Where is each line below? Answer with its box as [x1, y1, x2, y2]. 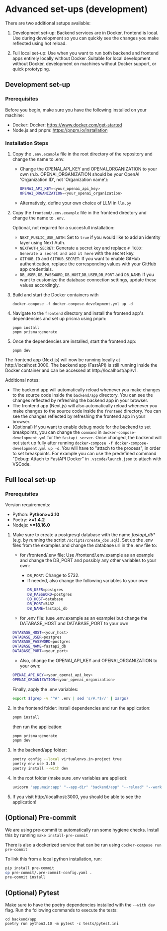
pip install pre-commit [5, 866, 55, 871]
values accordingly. [19, 282, 60, 288]
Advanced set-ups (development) [5, 3, 148, 15]
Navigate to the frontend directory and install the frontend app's [12, 310, 144, 316]
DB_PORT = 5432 [27, 601, 55, 606]
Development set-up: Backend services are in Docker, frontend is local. [12, 29, 159, 35]
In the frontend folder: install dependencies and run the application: [12, 705, 151, 711]
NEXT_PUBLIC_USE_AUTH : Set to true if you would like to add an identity [19, 234, 161, 240]
